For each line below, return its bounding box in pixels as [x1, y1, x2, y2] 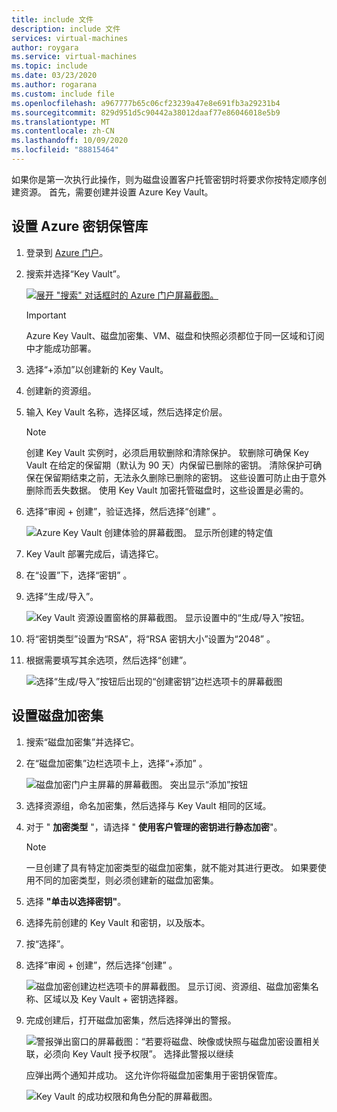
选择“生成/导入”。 [25, 590, 99, 602]
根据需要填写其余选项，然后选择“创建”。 [25, 654, 193, 666]
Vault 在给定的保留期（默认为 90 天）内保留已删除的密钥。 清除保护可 [25, 459, 314, 471]
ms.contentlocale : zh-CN [11, 126, 115, 136]
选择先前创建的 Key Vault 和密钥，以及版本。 [25, 916, 211, 928]
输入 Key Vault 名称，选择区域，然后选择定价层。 [25, 406, 228, 418]
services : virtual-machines [11, 33, 129, 43]
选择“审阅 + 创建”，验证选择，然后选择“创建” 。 [25, 505, 222, 517]
